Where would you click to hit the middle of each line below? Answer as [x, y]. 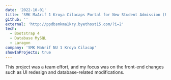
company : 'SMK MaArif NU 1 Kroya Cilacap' [51, 48]
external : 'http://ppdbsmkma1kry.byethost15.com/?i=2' [65, 24]
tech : [11, 29]
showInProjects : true [28, 52]
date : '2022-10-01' [26, 10]
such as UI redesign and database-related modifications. [65, 72]
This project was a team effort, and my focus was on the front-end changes [84, 67]
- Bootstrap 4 [25, 33]
